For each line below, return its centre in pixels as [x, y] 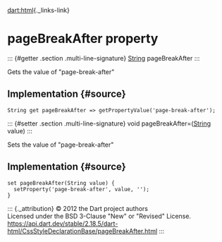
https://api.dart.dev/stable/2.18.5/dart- [63, 223]
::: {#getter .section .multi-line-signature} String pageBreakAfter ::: [104, 58]
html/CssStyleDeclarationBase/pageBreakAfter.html [82, 231]
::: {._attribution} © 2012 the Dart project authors [78, 208]
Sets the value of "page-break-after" [61, 145]
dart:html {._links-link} [39, 10]
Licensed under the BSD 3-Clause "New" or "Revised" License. [99, 216]
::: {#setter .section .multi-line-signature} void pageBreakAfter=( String [109, 123]
